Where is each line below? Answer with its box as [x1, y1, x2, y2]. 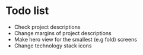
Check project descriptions [14, 23, 81, 30]
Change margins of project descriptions [14, 29, 112, 36]
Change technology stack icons [14, 42, 92, 49]
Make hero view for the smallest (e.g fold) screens [14, 36, 138, 43]
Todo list [5, 4, 49, 18]
